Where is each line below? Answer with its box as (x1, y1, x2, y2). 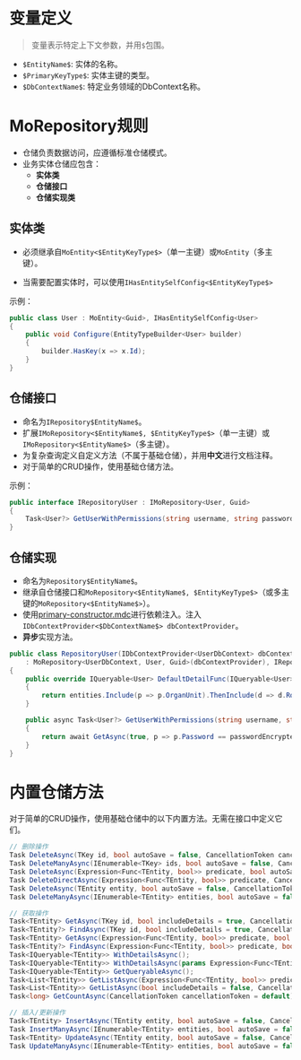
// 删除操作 (9, 842, 49, 852)
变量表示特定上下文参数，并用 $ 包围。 (30, 39, 169, 50)
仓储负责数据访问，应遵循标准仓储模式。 (21, 147, 172, 158)
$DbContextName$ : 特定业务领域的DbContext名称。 (21, 81, 206, 91)
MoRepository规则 (9, 116, 149, 136)
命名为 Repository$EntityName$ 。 (21, 575, 143, 586)
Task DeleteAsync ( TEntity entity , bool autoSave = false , (9, 884, 230, 893)
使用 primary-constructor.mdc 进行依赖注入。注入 (21, 609, 202, 620)
